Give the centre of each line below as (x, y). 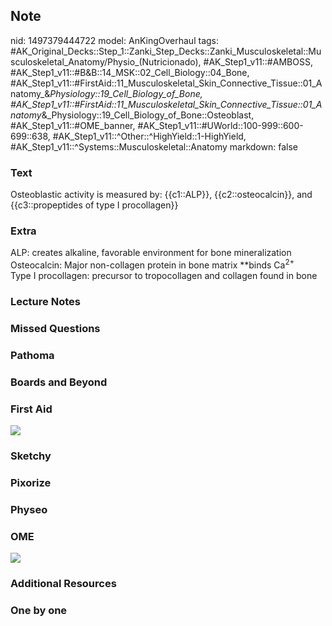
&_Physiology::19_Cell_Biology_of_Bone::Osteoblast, (148, 115)
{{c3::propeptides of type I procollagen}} (94, 205)
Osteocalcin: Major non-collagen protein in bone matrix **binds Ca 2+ (152, 264)
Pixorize (31, 482)
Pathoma (32, 355)
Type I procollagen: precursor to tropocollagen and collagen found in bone (164, 276)
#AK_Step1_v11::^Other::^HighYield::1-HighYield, (149, 136)
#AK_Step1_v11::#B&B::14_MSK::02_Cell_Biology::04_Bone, (130, 72)
